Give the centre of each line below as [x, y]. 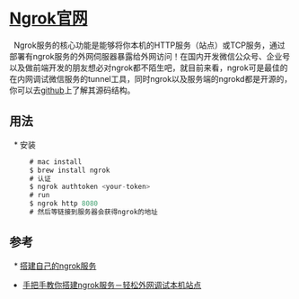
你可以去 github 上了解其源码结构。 [72, 90]
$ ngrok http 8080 [64, 204]
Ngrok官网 [48, 18]
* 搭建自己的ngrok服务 [55, 266]
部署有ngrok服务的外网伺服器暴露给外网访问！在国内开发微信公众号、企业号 [149, 56]
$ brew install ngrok [70, 170]
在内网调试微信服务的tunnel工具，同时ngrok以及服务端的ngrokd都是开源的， [151, 78]
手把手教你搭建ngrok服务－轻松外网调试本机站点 [112, 285]
